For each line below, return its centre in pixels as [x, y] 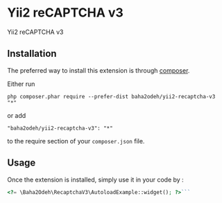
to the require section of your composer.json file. [76, 141]
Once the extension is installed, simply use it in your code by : [95, 179]
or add [17, 115]
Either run [21, 84]
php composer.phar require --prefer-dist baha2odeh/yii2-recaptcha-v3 [111, 96]
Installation [32, 54]
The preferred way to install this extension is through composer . [99, 70]
